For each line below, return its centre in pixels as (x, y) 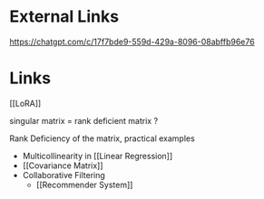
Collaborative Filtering (64, 175)
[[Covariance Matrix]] (63, 166)
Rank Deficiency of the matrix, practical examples (102, 138)
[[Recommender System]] (84, 185)
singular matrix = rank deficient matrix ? (84, 120)
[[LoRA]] (25, 103)
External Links (64, 17)
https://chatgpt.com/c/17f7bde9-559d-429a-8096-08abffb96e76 (132, 42)
